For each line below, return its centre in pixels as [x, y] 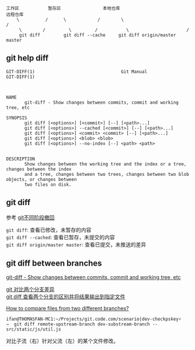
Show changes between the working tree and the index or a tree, [105, 164]
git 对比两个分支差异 [30, 290]
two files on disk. [48, 184]
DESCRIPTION [20, 159]
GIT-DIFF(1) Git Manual [77, 72]
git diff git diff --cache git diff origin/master [97, 35]
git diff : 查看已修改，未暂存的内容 [49, 230]
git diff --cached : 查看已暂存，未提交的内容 [60, 237]
